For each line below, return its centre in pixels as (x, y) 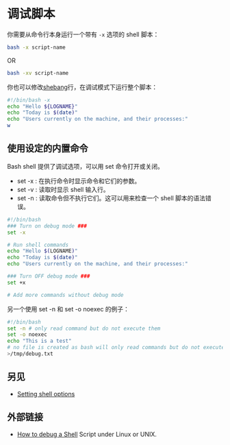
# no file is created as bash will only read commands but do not (104, 348)
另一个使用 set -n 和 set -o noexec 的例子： (68, 309)
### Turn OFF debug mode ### (49, 276)
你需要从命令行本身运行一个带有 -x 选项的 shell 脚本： (83, 34)
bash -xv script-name (38, 73)
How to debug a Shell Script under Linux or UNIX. (87, 434)
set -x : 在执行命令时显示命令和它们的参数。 (79, 181)
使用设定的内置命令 (48, 148)
